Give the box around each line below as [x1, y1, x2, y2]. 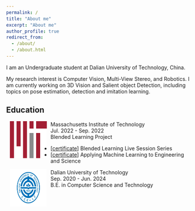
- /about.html [11, 47, 46, 53]
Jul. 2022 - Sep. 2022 [50, 127, 105, 134]
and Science [50, 157, 81, 164]
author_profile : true [6, 28, 60, 34]
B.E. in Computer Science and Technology [50, 181, 154, 189]
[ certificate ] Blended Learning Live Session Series [50, 145, 173, 152]
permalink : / [6, 9, 38, 15]
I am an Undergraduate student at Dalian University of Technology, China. [6, 64, 186, 71]
